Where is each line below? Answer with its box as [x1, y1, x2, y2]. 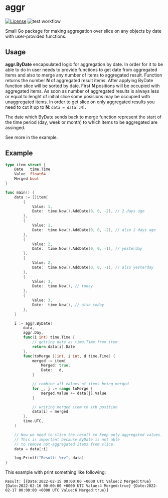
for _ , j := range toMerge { [32, 386, 93, 391]
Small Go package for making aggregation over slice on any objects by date [5, 28, 162, 34]
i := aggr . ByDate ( [14, 321, 53, 326]
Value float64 [14, 172, 46, 177]
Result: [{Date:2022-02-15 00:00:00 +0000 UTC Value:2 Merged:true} [5, 479, 151, 484]
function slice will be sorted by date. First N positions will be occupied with [5, 83, 160, 89]
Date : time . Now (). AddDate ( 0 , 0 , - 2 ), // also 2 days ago [32, 227, 156, 233]
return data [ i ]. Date [32, 344, 75, 349]
